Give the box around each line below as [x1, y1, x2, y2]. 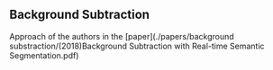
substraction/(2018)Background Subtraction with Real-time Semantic [9, 40, 265, 51]
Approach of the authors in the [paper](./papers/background [9, 31, 234, 41]
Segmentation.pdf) [9, 49, 79, 61]
